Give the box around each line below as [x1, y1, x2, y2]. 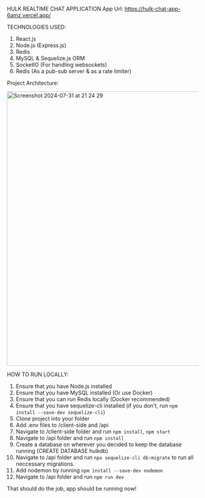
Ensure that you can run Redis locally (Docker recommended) [15, 396, 170, 402]
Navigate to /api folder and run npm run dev [15, 473, 124, 480]
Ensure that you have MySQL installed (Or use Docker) [15, 389, 153, 396]
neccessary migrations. [15, 460, 75, 468]
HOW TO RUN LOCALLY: [7, 371, 69, 378]
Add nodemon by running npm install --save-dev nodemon [15, 467, 163, 474]
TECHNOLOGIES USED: [7, 24, 66, 30]
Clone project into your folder [15, 415, 90, 422]
